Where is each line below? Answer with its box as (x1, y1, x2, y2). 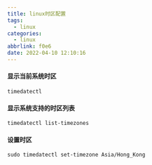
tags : (7, 17, 23, 24)
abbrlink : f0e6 (7, 43, 52, 50)
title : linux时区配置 (7, 10, 67, 18)
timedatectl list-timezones (7, 120, 90, 127)
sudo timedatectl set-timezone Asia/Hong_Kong (7, 152, 146, 159)
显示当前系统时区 (7, 72, 57, 81)
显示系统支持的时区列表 (7, 103, 75, 112)
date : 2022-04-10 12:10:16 (7, 50, 86, 57)
